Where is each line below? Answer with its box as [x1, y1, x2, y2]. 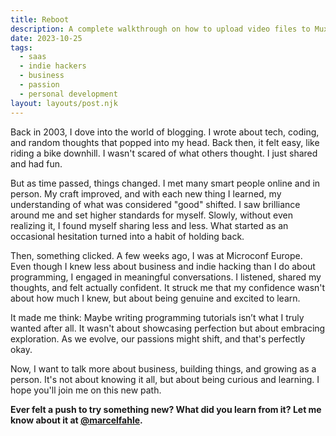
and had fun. [10, 157, 63, 170]
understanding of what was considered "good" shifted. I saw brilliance [10, 198, 301, 210]
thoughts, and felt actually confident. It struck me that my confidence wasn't [10, 281, 326, 293]
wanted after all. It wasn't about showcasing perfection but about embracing [10, 322, 326, 334]
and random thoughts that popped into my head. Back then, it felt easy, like [10, 136, 320, 148]
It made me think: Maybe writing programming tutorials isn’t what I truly [10, 311, 305, 323]
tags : [10, 42, 33, 53]
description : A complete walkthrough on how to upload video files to [10, 24, 311, 34]
